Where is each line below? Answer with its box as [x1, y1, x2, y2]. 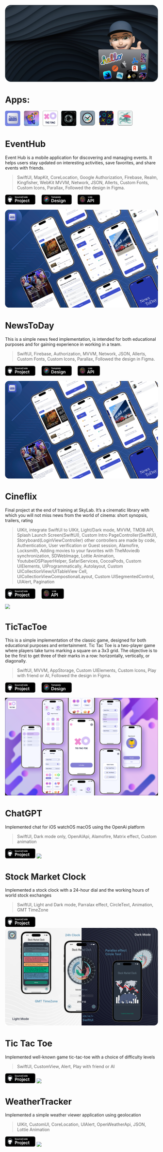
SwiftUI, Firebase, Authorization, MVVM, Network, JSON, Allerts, [16, 351, 147, 356]
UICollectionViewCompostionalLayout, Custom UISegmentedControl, [16, 574, 155, 580]
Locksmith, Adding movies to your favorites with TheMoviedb [16, 548, 140, 554]
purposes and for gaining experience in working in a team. [5, 341, 122, 347]
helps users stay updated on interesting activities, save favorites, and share [5, 159, 156, 165]
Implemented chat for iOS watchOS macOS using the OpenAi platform [5, 824, 145, 830]
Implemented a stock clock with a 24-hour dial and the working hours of [5, 887, 149, 893]
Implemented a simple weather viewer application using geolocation [5, 1112, 141, 1118]
